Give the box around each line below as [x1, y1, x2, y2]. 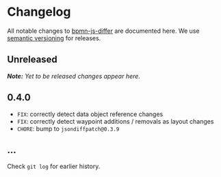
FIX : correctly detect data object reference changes [16, 110, 164, 118]
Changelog [7, 4, 71, 20]
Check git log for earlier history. [7, 162, 101, 171]
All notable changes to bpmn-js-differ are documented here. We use [7, 27, 200, 35]
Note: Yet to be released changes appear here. [7, 72, 140, 80]
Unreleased [7, 54, 58, 66]
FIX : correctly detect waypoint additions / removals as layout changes [16, 117, 214, 125]
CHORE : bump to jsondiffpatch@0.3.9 [16, 124, 120, 133]
